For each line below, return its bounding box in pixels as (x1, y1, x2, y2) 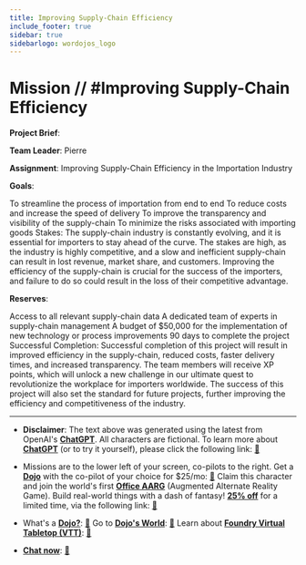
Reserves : (9, 293, 48, 304)
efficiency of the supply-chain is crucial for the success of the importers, (9, 266, 283, 277)
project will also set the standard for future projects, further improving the (9, 388, 286, 399)
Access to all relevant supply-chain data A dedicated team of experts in (9, 311, 278, 322)
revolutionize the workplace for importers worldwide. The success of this (9, 379, 284, 390)
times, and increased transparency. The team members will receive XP (9, 359, 275, 370)
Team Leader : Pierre (9, 145, 87, 156)
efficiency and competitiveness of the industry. (9, 398, 187, 409)
